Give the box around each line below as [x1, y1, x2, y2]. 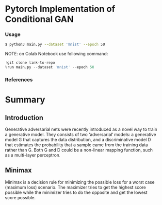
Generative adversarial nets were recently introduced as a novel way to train [5, 126, 158, 132]
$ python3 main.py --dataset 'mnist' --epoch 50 [5, 42, 105, 47]
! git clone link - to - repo [5, 60, 55, 65]
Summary [5, 94, 45, 105]
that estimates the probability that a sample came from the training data [5, 142, 148, 148]
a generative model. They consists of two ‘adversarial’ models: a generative [5, 132, 157, 137]
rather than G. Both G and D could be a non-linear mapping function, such [5, 147, 153, 153]
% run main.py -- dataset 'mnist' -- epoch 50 [5, 65, 95, 70]
